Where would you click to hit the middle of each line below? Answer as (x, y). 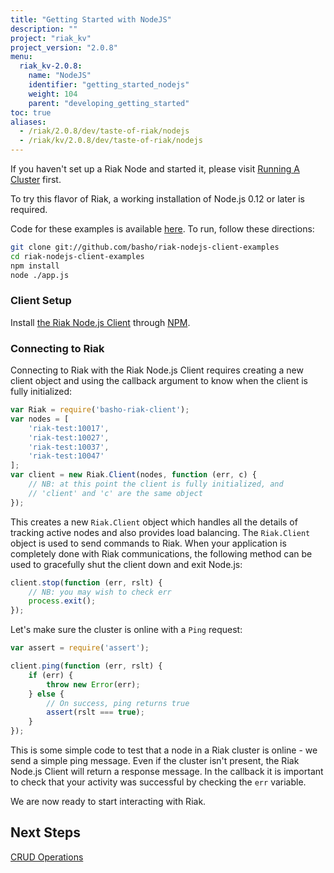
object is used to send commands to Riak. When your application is (148, 543)
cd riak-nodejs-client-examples (77, 256)
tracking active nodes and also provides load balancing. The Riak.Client (160, 532)
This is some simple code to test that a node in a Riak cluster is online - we (164, 750)
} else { (46, 694)
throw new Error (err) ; (93, 684)
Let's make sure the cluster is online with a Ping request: (126, 630)
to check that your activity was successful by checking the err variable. (158, 782)
